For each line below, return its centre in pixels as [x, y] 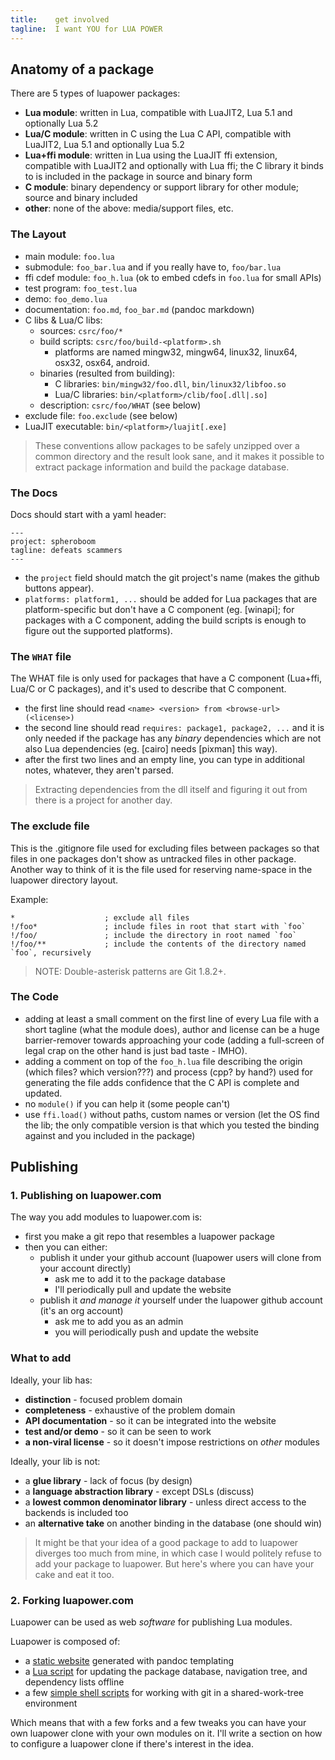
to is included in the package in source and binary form [138, 177]
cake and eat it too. [74, 1574]
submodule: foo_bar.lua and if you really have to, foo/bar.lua [153, 267]
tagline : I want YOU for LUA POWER [86, 29]
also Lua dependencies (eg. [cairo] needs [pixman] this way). [151, 749]
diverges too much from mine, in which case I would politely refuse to [178, 1553]
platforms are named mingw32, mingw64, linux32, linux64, [176, 352]
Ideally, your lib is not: [55, 1461]
